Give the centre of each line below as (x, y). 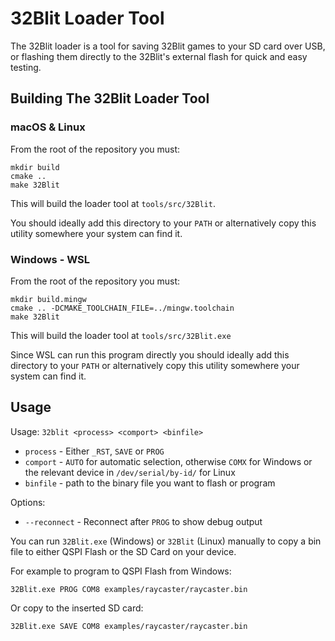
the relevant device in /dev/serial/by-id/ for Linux (130, 472)
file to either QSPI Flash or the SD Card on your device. (123, 551)
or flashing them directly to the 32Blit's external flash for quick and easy (159, 56)
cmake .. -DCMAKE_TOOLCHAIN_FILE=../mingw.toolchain (122, 308)
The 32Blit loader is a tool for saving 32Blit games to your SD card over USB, (168, 46)
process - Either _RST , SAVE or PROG (94, 451)
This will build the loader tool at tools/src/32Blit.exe (121, 335)
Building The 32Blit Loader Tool (110, 98)
